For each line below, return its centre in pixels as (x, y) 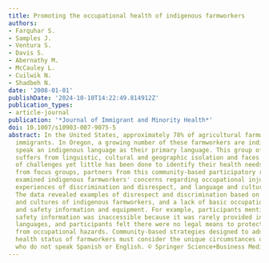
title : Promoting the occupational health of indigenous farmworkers (127, 16)
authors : (23, 23)
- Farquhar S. (32, 30)
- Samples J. (30, 38)
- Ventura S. (30, 46)
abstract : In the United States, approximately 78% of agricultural (125, 135)
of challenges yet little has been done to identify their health (128, 165)
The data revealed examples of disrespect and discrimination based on (138, 194)
